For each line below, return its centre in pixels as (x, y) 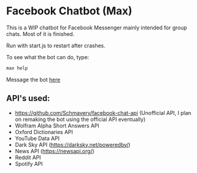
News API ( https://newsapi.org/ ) (54, 151)
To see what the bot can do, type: (48, 57)
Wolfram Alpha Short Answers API (57, 125)
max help (17, 68)
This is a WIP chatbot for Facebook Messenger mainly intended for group (97, 28)
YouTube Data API (37, 138)
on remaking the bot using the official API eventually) (80, 119)
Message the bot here (34, 80)
